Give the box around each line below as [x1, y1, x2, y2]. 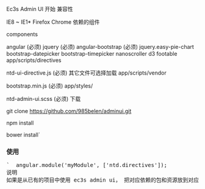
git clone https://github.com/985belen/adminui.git [6, 108, 132, 114]
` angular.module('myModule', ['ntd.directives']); [6, 161, 168, 169]
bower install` [6, 131, 41, 138]
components [6, 31, 38, 38]
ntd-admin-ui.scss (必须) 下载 [6, 95, 81, 102]
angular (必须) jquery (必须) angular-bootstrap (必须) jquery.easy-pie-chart [6, 43, 194, 50]
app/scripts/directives [6, 57, 62, 64]
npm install [6, 119, 34, 127]
